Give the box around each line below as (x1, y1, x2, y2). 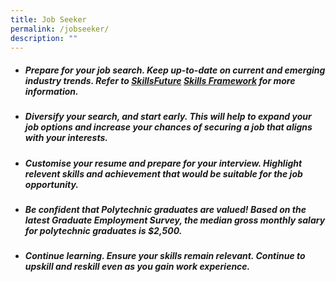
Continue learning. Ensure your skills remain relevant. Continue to (24, 250, 306, 262)
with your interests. (24, 132, 109, 144)
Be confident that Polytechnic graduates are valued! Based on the (24, 204, 307, 216)
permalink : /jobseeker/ (10, 24, 110, 34)
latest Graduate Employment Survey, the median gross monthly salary (24, 214, 326, 226)
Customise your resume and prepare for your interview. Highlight (24, 157, 303, 169)
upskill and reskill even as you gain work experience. (24, 261, 251, 273)
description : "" (10, 33, 78, 43)
